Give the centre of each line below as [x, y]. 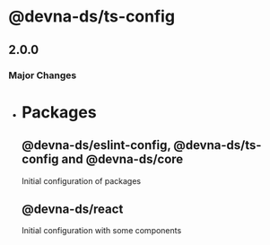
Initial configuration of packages [81, 180]
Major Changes [43, 75]
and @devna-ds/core [122, 159]
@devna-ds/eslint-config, [96, 145]
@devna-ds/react [72, 209]
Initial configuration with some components [101, 231]
